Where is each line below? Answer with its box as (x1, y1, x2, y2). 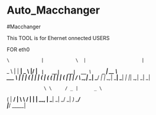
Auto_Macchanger (6, 4, 100, 17)
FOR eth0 (6, 45, 30, 53)
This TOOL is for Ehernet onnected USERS (6, 34, 110, 41)
